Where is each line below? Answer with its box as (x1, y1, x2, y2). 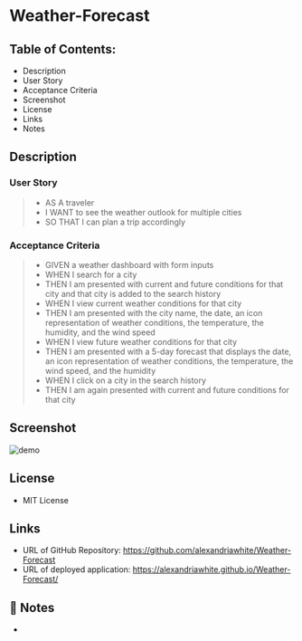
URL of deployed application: (22, 564, 131, 575)
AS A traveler (44, 196, 95, 208)
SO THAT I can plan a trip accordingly (44, 216, 186, 227)
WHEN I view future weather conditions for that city (44, 336, 238, 347)
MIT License (22, 494, 70, 505)
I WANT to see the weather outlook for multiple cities (44, 206, 242, 217)
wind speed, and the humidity (44, 365, 156, 376)
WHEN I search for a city (44, 269, 137, 280)
